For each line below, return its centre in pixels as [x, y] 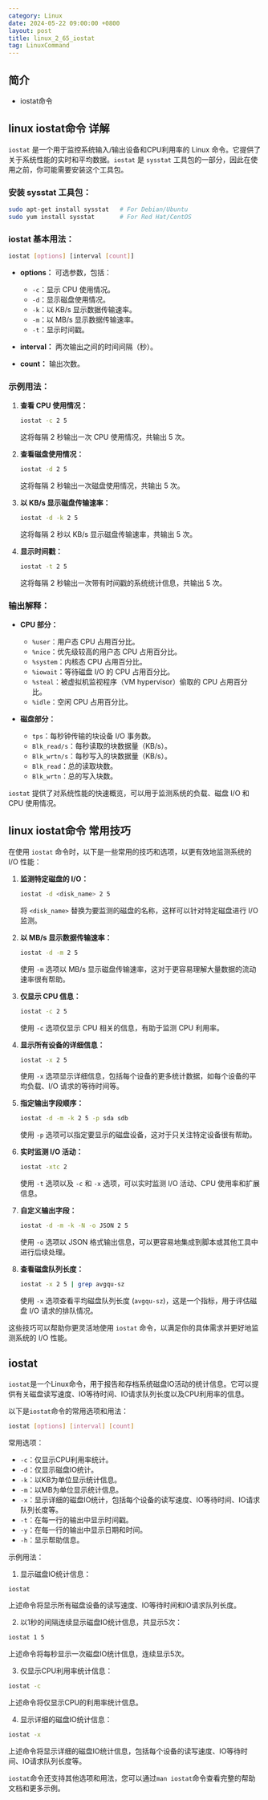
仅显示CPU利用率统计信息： [66, 1671]
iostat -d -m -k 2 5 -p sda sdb [74, 1119]
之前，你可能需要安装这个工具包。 [71, 169]
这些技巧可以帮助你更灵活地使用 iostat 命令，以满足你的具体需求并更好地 [130, 1327]
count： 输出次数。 [52, 364]
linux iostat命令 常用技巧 [69, 831]
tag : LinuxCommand [39, 46]
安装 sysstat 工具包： [50, 192]
